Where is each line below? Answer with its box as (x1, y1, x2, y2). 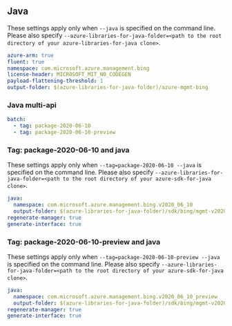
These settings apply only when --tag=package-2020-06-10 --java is (7, 161, 202, 169)
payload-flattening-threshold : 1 (7, 77, 104, 85)
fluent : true (7, 58, 45, 65)
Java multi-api (7, 100, 57, 110)
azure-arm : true (7, 52, 54, 59)
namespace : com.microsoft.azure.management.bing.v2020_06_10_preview (13, 293, 217, 300)
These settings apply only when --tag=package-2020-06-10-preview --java (7, 252, 220, 261)
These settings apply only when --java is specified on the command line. (7, 23, 216, 32)
